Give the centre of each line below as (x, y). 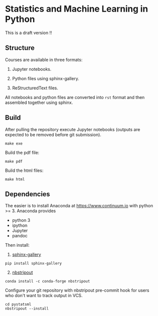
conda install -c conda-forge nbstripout (48, 282)
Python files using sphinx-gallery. (45, 78)
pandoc (20, 236)
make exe (14, 143)
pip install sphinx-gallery (34, 264)
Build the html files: (24, 170)
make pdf (14, 161)
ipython (20, 225)
